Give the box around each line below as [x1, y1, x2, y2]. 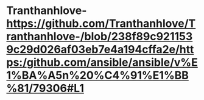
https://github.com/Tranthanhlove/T [6, 16, 196, 30]
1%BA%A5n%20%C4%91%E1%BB [6, 68, 189, 82]
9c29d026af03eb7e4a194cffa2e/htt [6, 43, 194, 57]
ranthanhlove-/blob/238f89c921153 [6, 30, 193, 43]
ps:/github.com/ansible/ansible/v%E [6, 55, 198, 70]
